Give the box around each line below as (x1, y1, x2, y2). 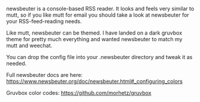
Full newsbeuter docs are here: (6, 72, 83, 78)
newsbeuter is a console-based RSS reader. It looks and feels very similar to (6, 5, 195, 12)
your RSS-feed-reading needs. (6, 18, 82, 24)
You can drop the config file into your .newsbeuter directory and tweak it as (6, 54, 193, 60)
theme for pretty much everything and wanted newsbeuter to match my (6, 36, 183, 42)
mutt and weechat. (6, 42, 53, 49)
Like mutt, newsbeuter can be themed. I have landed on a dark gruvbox (6, 29, 183, 36)
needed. (6, 60, 27, 67)
